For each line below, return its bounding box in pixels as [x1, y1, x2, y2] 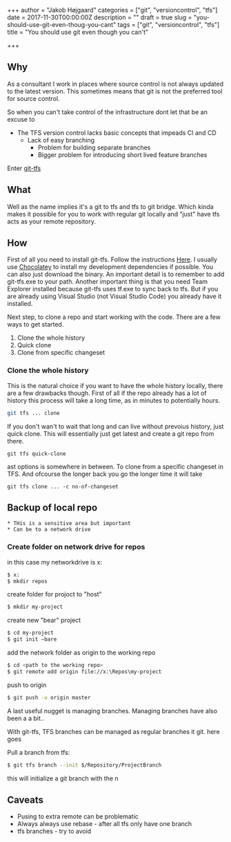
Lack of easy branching [27, 136, 95, 144]
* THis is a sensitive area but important [7, 520, 131, 527]
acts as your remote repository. [7, 217, 97, 226]
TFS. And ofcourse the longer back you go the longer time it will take [7, 470, 203, 478]
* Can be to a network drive [7, 526, 91, 533]
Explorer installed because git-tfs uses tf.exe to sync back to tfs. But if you [7, 285, 219, 293]
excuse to [7, 115, 35, 123]
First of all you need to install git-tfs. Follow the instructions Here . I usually [7, 255, 217, 264]
